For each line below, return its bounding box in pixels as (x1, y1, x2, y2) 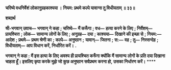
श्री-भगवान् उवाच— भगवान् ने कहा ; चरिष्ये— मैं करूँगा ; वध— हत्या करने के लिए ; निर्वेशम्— (5, 26, 153, 31)
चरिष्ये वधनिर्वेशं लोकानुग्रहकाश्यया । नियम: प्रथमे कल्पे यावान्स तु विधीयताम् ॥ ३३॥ (5, 5, 135, 11)
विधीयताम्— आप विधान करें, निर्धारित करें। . (5, 42, 77, 49)
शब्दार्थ (5, 15, 16, 21)
